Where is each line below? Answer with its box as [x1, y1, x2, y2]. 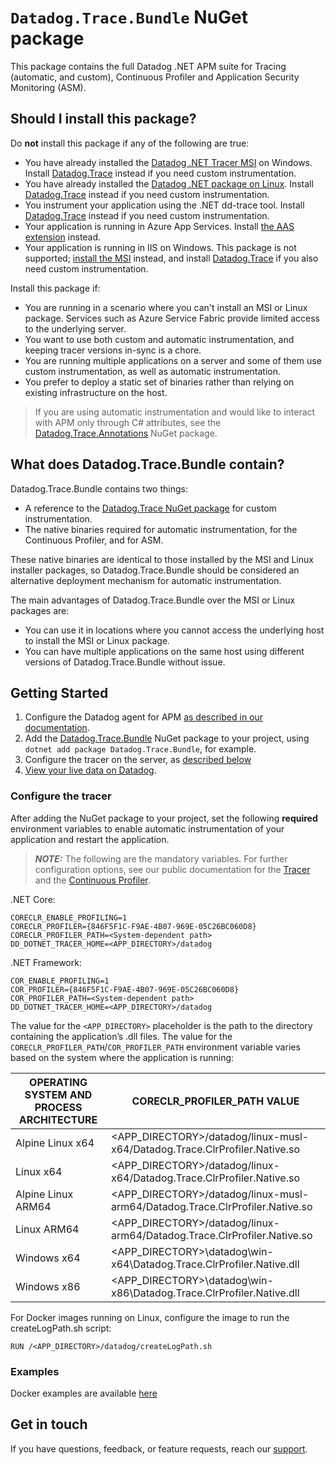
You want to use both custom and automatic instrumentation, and [24, 333, 295, 345]
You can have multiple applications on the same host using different [24, 645, 305, 657]
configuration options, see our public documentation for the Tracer [34, 863, 311, 875]
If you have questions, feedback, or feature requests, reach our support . [10, 1442, 308, 1455]
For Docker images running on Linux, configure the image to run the [10, 1311, 290, 1323]
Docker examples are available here [10, 1387, 158, 1399]
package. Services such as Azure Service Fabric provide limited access [24, 312, 320, 324]
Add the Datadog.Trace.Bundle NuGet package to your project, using [24, 732, 310, 745]
